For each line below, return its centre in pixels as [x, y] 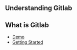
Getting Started [27, 42]
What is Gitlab [27, 25]
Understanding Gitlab [39, 8]
